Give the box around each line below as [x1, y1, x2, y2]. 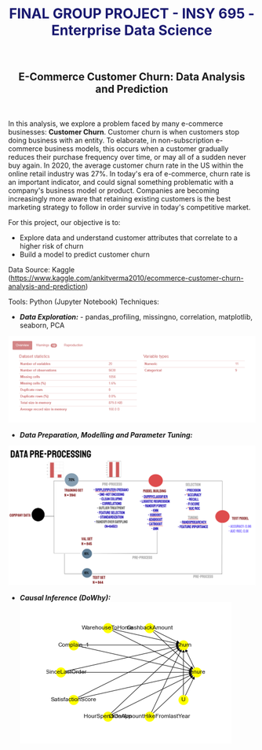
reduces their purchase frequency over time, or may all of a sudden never [8, 152, 246, 161]
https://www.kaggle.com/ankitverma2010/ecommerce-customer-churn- [10, 273, 245, 283]
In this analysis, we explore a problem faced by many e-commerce [8, 119, 224, 128]
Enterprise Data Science [51, 21, 213, 39]
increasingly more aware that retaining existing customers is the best [8, 194, 231, 203]
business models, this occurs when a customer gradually [44, 143, 229, 153]
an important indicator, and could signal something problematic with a [8, 177, 234, 187]
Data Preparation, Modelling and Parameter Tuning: [19, 430, 194, 439]
